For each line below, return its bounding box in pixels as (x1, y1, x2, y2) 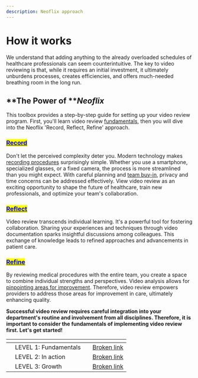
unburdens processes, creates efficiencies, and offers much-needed (6, 72, 174, 80)
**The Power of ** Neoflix (6, 96, 105, 106)
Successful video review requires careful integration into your (6, 308, 161, 315)
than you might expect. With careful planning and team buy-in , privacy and (6, 171, 189, 178)
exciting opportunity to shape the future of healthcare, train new (6, 184, 163, 191)
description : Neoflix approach (6, 8, 83, 15)
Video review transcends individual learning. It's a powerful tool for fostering (6, 218, 193, 225)
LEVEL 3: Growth (15, 363, 62, 371)
